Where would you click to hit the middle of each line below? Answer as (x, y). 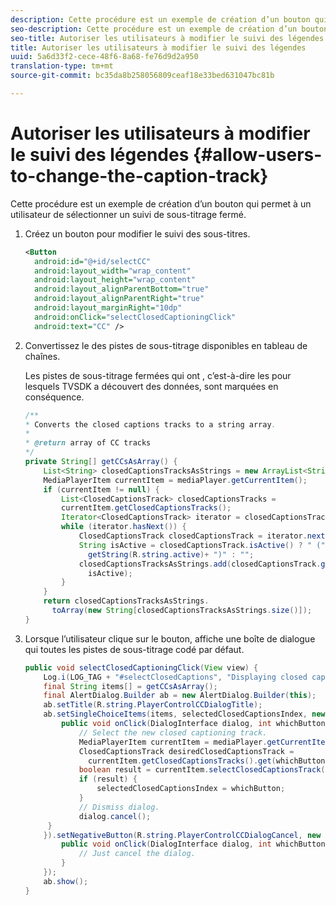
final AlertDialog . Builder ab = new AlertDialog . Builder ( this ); (180, 696)
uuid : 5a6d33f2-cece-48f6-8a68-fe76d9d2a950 (104, 57)
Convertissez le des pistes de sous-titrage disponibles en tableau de (166, 345)
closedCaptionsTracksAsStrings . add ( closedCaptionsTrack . (200, 564)
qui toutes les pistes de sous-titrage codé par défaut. (134, 649)
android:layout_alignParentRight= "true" (119, 299)
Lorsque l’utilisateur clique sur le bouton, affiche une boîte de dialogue (170, 638)
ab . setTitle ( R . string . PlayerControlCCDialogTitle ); (153, 705)
